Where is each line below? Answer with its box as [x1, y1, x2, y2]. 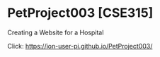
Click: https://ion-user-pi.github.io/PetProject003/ [7, 42, 153, 50]
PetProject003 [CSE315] [7, 5, 154, 21]
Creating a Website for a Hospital [7, 28, 104, 37]
